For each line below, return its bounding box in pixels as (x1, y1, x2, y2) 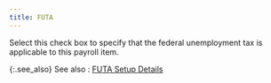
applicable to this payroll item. (9, 46, 119, 57)
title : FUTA (9, 12, 53, 22)
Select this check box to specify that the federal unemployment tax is (9, 37, 263, 48)
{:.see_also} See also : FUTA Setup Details (9, 64, 163, 74)
